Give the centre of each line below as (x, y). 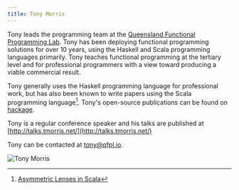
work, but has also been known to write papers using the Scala (100, 93)
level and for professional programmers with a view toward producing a (112, 64)
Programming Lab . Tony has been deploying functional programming (108, 42)
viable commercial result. (44, 72)
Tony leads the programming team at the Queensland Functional (101, 34)
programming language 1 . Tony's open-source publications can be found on (117, 102)
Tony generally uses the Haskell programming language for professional (113, 85)
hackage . (21, 110)
